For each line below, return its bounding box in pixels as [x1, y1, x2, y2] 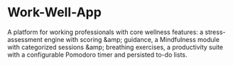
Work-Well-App [7, 4, 102, 21]
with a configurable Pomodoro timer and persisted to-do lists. [7, 50, 188, 59]
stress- [205, 28, 226, 36]
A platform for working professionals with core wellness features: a [7, 28, 204, 36]
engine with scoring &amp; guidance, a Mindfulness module [43, 35, 220, 43]
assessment [7, 35, 43, 43]
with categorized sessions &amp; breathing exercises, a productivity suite [7, 43, 224, 51]
